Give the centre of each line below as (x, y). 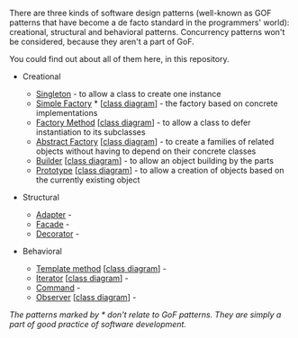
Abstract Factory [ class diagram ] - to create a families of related (155, 142)
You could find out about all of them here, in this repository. (119, 59)
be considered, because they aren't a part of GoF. (102, 41)
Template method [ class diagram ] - (101, 268)
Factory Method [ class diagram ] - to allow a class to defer (143, 122)
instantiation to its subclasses (90, 132)
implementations (67, 113)
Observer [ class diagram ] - (86, 297)
